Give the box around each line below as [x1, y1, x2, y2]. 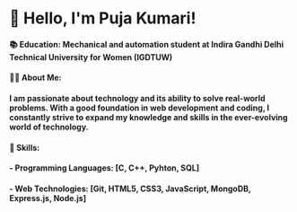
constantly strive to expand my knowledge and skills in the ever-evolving [9, 111, 289, 122]
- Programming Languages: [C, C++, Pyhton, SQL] [9, 163, 200, 173]
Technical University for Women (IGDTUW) [9, 51, 173, 62]
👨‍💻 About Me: [9, 72, 62, 84]
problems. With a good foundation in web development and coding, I [9, 102, 270, 113]
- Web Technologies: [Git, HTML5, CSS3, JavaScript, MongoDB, [9, 183, 251, 194]
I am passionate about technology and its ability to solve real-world [9, 93, 266, 103]
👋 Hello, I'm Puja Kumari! [9, 8, 197, 29]
